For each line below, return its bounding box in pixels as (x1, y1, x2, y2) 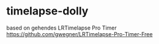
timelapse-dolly (6, 4, 89, 18)
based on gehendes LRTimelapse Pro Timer (6, 24, 117, 31)
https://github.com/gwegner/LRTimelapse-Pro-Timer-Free (6, 30, 153, 37)
